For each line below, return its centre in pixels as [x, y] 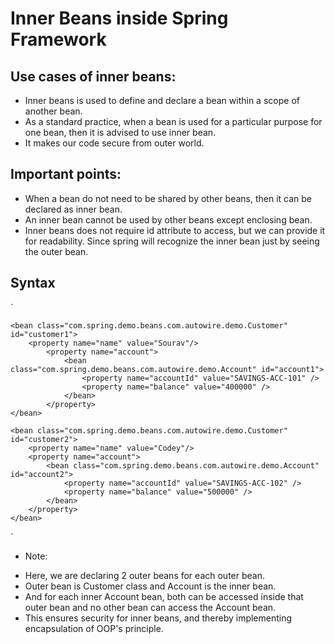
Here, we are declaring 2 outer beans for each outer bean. [144, 575]
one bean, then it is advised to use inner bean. [120, 132]
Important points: [66, 174]
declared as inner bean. [73, 209]
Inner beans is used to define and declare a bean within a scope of [162, 100]
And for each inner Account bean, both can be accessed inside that [164, 596]
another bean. [53, 111]
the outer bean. [56, 251]
